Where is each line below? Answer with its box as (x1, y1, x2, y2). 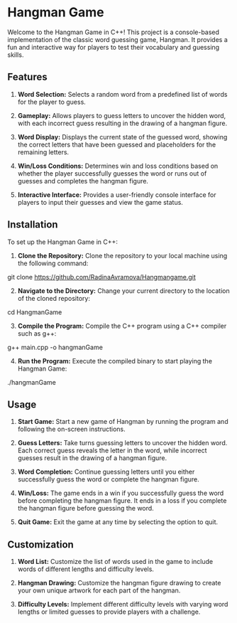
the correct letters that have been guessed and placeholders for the (17, 140, 216, 149)
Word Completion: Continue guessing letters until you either (17, 467, 195, 476)
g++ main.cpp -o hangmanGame (7, 343, 103, 351)
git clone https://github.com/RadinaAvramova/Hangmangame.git (7, 272, 197, 281)
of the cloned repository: (17, 294, 91, 302)
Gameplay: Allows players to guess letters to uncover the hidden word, (17, 111, 226, 119)
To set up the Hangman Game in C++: (7, 238, 118, 246)
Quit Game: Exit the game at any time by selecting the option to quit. (17, 518, 219, 526)
